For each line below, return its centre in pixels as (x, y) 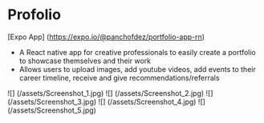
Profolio (35, 15)
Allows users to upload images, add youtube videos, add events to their (137, 69)
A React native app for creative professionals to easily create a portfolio (137, 52)
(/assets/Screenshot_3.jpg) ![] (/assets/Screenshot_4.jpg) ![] (107, 101)
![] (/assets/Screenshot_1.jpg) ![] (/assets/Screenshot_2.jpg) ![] (110, 93)
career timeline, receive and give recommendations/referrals (119, 77)
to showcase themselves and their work (85, 61)
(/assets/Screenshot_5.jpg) (52, 110)
